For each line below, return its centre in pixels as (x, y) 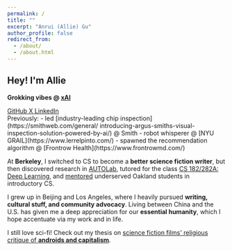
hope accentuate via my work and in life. (65, 219)
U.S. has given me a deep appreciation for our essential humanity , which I (114, 211)
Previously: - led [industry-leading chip (63, 118)
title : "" (22, 20)
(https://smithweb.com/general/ (53, 125)
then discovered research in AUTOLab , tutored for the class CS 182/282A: (113, 168)
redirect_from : (29, 40)
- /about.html (34, 53)
